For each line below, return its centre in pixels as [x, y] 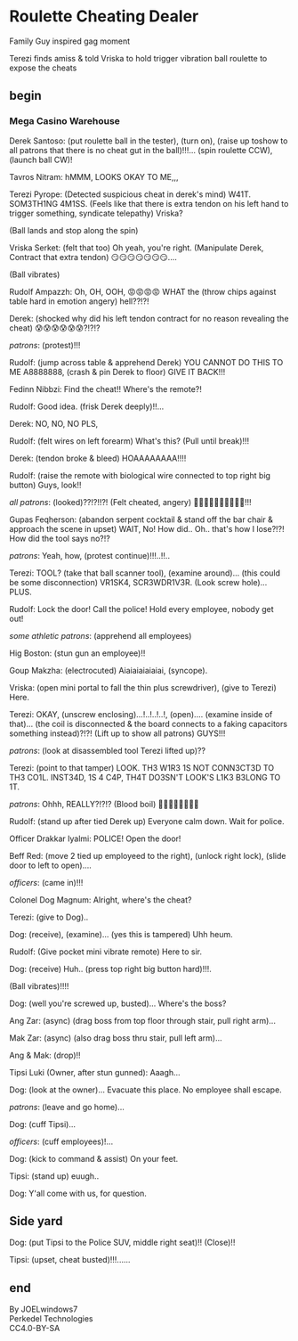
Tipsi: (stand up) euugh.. [54, 1176]
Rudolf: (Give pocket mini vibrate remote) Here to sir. [106, 952]
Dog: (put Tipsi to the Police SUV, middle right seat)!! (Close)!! [122, 1243]
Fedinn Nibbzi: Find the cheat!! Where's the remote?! [106, 388]
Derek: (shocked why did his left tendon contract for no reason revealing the [149, 318]
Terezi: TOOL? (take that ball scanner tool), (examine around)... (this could [145, 573]
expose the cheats [43, 68]
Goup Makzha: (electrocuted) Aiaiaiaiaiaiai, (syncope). [109, 670]
